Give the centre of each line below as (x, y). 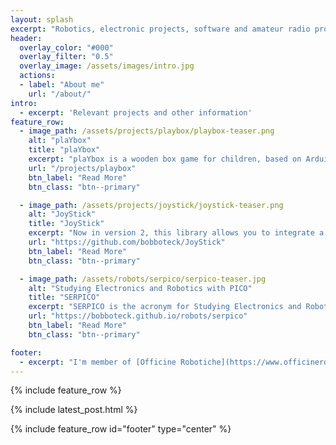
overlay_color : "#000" (66, 47)
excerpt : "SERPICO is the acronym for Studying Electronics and (165, 307)
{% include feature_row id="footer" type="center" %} (121, 429)
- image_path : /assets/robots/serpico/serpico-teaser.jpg (143, 279)
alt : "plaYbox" (60, 141)
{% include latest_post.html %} (74, 410)
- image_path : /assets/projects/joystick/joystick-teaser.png (151, 205)
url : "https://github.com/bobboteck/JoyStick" (127, 242)
